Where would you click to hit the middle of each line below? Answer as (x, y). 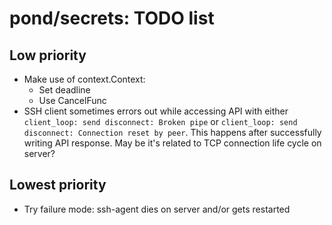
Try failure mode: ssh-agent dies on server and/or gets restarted (157, 209)
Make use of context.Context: (84, 79)
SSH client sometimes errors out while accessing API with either (156, 111)
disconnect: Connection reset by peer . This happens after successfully (172, 132)
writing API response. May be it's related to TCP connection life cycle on (172, 143)
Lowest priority (58, 185)
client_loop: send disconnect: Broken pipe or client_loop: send (160, 121)
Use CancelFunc (72, 100)
